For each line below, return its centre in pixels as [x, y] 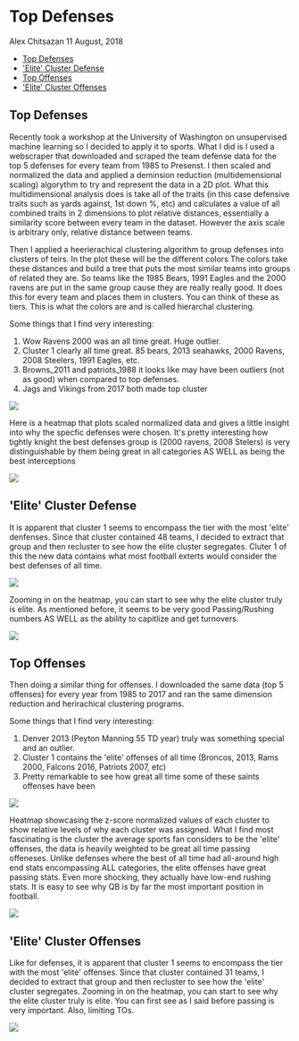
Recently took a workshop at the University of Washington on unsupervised [148, 137]
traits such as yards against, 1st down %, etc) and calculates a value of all [145, 203]
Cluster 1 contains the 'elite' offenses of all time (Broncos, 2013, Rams [150, 757]
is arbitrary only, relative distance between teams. [101, 232]
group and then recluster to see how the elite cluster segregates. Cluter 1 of [148, 546]
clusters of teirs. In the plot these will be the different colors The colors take [149, 259]
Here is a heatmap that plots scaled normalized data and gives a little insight [149, 422]
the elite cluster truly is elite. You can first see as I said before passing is [142, 1001]
